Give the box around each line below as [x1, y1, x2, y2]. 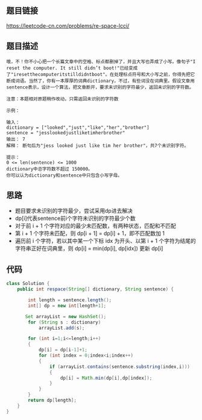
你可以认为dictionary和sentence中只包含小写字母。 [6, 172, 122, 178]
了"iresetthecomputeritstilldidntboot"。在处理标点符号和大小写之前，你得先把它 [6, 71, 195, 77]
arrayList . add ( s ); [38, 325, 85, 331]
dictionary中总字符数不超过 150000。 [6, 166, 93, 172]
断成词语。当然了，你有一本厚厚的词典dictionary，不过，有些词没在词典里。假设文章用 [6, 78, 195, 84]
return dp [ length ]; [28, 397, 77, 403]
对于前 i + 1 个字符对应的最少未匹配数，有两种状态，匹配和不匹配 [14, 222, 176, 230]
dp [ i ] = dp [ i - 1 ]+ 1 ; [38, 347, 87, 353]
